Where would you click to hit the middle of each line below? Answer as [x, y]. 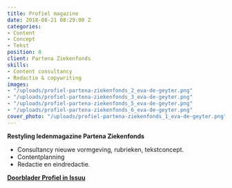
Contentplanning [41, 157]
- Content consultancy [40, 71]
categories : [24, 26]
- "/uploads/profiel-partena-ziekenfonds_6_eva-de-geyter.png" [100, 110]
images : [18, 84]
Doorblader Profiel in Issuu [46, 178]
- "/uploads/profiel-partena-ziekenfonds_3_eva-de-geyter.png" [100, 97]
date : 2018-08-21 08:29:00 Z [49, 20]
